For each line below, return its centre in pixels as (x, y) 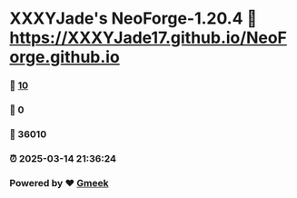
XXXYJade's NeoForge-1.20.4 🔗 (134, 19)
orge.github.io (64, 57)
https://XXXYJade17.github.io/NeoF (148, 38)
